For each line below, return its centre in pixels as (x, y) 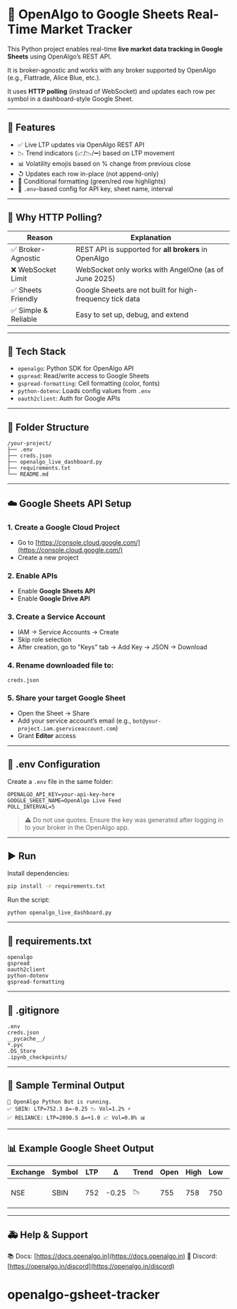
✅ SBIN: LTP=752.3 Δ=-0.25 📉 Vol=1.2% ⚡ (69, 1109)
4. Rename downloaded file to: (61, 665)
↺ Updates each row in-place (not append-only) (88, 174)
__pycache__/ (26, 1039)
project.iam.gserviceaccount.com (67, 729)
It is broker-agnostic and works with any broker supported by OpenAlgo (112, 70)
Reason (40, 237)
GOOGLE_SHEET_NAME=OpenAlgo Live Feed (64, 800)
